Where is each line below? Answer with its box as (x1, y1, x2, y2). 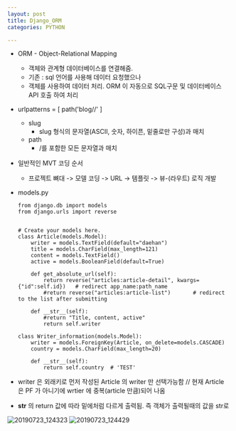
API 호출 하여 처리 (28, 90, 79, 100)
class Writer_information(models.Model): (17, 333, 142, 341)
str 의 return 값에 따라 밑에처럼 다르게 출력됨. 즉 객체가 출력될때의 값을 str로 (17, 402, 230, 410)
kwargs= (176, 277, 200, 284)
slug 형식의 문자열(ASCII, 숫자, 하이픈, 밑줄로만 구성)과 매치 (38, 128, 205, 136)
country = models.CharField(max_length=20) (31, 346, 161, 353)
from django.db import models (17, 202, 108, 209)
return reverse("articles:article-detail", (43, 277, 174, 284)
